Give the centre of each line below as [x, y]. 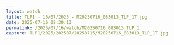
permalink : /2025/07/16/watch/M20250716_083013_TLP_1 [73, 28]
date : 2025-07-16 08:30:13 [39, 22]
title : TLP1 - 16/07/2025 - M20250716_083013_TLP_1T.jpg [77, 17]
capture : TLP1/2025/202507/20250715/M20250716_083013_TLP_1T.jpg [87, 33]
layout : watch [23, 11]
